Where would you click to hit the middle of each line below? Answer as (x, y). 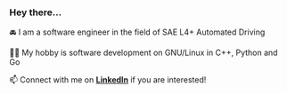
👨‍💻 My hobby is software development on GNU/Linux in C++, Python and (143, 53)
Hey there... (36, 12)
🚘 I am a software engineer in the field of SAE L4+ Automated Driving (137, 32)
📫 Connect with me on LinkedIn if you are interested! (108, 80)
